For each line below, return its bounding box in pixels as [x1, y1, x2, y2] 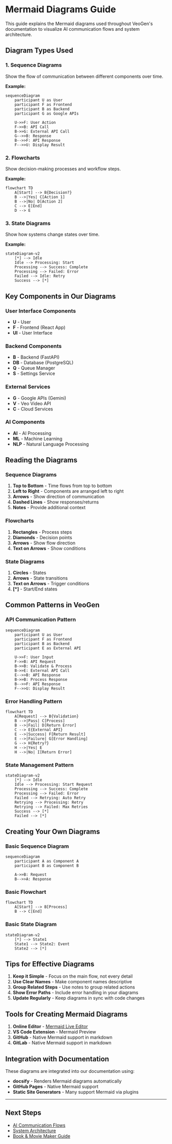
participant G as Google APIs [14, 111, 79, 116]
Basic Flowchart [5, 888, 47, 895]
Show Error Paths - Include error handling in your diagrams [12, 989, 139, 996]
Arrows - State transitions [12, 575, 68, 581]
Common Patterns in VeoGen [5, 601, 100, 609]
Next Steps [5, 1109, 41, 1117]
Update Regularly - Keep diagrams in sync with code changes [12, 995, 145, 1001]
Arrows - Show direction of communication [12, 494, 105, 500]
